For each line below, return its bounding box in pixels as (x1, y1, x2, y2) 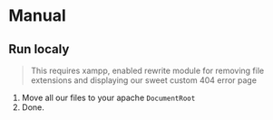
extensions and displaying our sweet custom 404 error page (30, 75, 258, 86)
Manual (8, 5, 67, 26)
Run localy (8, 42, 70, 57)
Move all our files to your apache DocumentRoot (21, 92, 196, 103)
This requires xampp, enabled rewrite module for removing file (30, 65, 265, 76)
